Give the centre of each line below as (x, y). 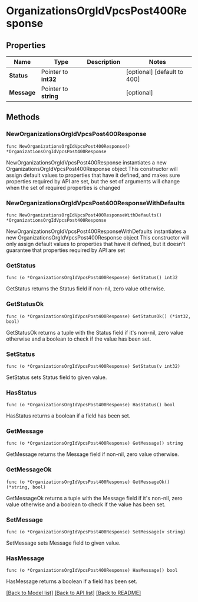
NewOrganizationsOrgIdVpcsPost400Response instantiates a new (86, 162)
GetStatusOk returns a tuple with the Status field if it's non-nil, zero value (95, 332)
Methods (23, 117)
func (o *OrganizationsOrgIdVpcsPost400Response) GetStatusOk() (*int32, (99, 316)
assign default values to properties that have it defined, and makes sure (93, 175)
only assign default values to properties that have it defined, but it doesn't (96, 244)
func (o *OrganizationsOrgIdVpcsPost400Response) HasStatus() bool (91, 405)
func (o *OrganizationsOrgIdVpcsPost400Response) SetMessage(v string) (96, 532)
